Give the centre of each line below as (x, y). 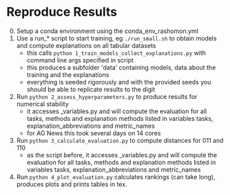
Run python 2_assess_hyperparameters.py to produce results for (107, 96)
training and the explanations (68, 74)
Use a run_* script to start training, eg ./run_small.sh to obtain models (117, 38)
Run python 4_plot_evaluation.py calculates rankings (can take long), (116, 176)
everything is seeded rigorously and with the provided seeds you (119, 82)
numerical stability (43, 104)
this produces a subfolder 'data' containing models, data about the (121, 67)
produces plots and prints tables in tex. (72, 184)
